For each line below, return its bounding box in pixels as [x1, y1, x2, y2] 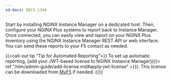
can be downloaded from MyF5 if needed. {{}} [5, 69, 103, 75]
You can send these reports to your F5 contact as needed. [5, 43, 129, 49]
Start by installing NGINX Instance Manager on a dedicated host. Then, [5, 21, 155, 27]
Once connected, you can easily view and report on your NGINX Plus [5, 32, 151, 38]
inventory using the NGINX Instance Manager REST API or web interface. [5, 37, 159, 44]
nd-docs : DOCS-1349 [5, 7, 47, 13]
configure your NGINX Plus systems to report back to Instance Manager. [5, 26, 158, 33]
